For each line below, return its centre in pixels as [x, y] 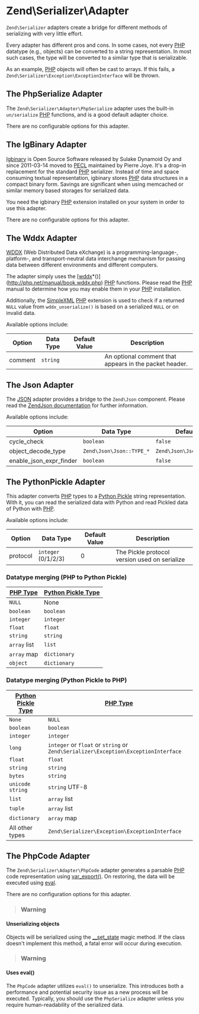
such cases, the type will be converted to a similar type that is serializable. [97, 57]
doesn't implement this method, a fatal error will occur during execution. [94, 943]
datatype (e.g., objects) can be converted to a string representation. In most [99, 51]
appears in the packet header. [146, 364]
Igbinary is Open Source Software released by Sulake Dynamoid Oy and [94, 159]
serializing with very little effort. [45, 33]
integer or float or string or [88, 745]
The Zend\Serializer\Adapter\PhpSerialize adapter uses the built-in [90, 108]
